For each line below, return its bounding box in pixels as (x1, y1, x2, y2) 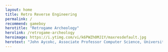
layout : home (5, 7, 32, 12)
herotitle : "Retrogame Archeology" (5, 26, 79, 31)
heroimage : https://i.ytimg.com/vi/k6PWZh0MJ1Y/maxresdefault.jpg (5, 35, 146, 40)
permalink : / (5, 16, 32, 21)
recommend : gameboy (5, 21, 46, 26)
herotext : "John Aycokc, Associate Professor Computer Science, (5, 40, 142, 45)
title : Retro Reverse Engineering (5, 12, 77, 17)
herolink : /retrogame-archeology (5, 30, 75, 35)
